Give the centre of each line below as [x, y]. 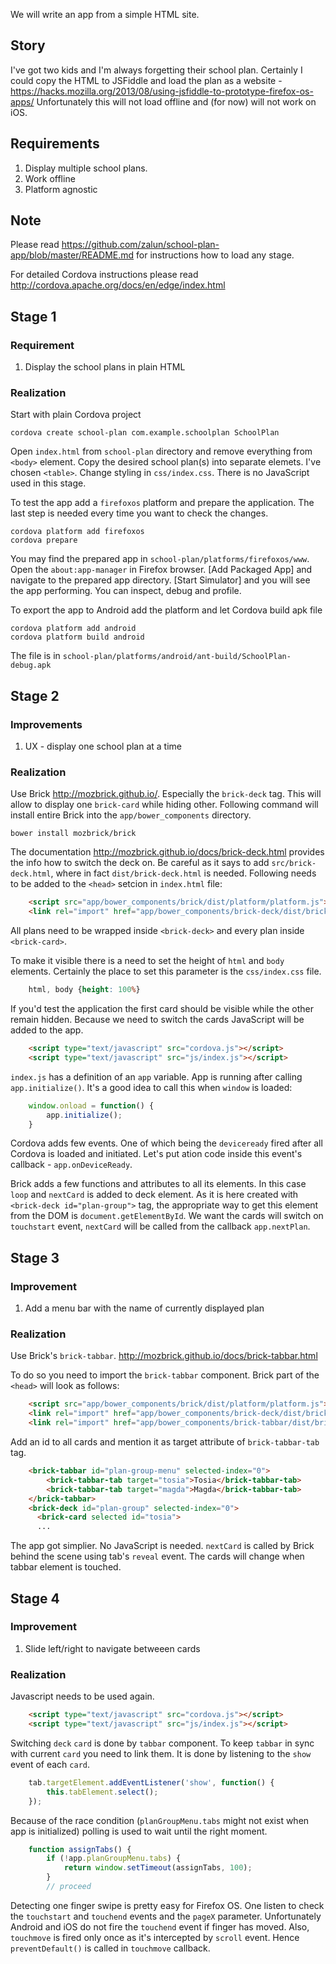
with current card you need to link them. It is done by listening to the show [161, 1753]
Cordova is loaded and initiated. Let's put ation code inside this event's [156, 1154]
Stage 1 [33, 316]
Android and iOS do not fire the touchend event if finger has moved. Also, [160, 1926]
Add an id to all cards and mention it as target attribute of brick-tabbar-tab [165, 1442]
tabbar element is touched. [66, 1567]
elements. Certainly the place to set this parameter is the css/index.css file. [166, 971]
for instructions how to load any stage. [215, 255]
